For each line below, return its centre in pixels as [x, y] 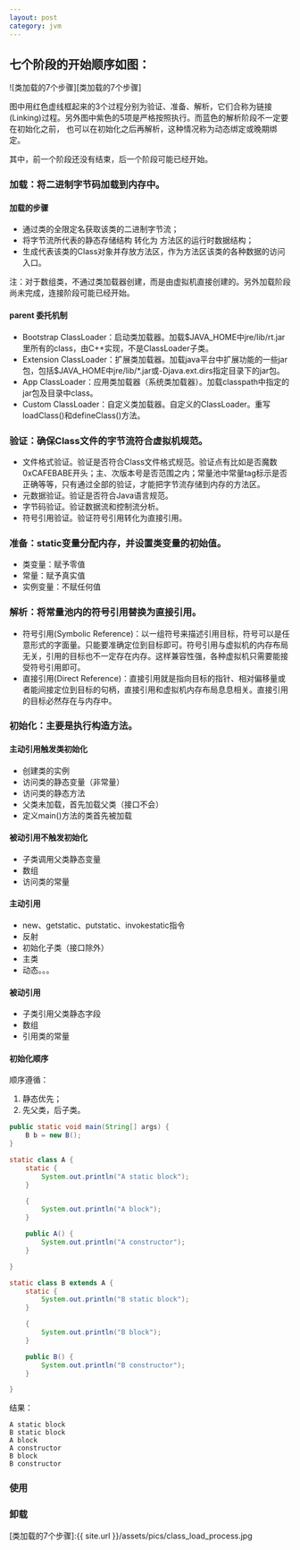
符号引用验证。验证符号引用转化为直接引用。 [104, 518]
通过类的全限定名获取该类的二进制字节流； [100, 229]
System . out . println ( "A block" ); [102, 1210]
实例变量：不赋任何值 [61, 587]
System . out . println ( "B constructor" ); [113, 1365]
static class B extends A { [62, 1283]
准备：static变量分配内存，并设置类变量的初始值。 [118, 543]
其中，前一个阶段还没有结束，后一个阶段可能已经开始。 [111, 159]
